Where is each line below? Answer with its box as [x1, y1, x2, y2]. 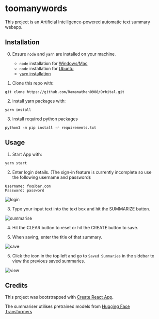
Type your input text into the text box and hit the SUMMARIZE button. [12, 206, 150, 211]
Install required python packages [12, 116, 78, 122]
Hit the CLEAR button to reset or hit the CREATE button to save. [12, 224, 139, 230]
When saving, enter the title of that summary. [12, 234, 103, 240]
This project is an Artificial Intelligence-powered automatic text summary [5, 19, 150, 25]
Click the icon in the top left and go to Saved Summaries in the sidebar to [12, 253, 155, 258]
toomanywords [5, 3, 67, 14]
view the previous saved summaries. [12, 258, 85, 264]
